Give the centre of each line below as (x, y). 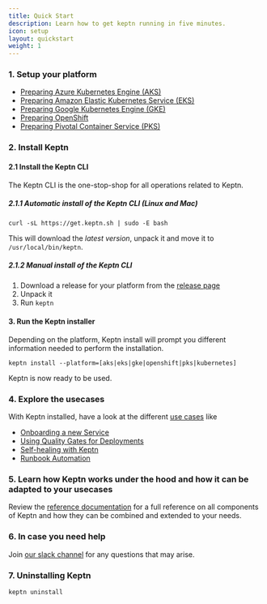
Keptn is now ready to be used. (60, 378)
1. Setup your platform (53, 75)
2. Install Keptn (38, 148)
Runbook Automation (55, 458)
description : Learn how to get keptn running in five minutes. (117, 24)
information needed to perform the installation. (86, 348)
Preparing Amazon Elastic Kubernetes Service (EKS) (107, 101)
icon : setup (28, 31)
